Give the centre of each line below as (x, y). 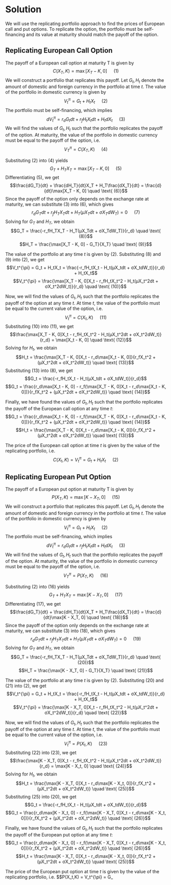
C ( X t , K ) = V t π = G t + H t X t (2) (86, 460)
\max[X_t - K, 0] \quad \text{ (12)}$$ (93, 340)
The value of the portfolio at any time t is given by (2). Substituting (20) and (84, 680)
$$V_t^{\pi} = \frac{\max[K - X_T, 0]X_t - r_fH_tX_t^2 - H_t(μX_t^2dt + (86, 707)
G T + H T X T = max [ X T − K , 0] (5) (86, 169)
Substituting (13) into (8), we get (39, 370)
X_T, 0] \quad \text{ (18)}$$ (100, 617)
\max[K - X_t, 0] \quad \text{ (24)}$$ (94, 766)
